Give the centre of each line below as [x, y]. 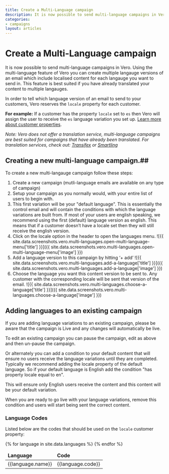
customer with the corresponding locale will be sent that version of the [86, 279]
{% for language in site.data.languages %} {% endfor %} [64, 444]
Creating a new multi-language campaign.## [77, 161]
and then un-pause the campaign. [40, 344]
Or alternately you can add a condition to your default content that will [78, 353]
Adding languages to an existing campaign [74, 311]
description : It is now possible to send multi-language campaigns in [81, 15]
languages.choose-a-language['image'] [54, 295]
